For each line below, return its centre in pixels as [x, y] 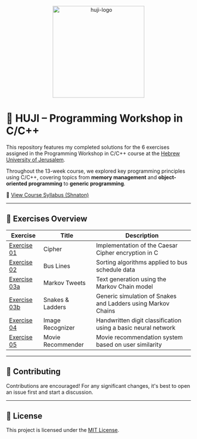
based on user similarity [129, 344]
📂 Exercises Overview [47, 219]
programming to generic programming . [77, 183]
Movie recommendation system [139, 337]
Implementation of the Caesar [137, 245]
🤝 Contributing [33, 372]
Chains [106, 310]
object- [167, 177]
